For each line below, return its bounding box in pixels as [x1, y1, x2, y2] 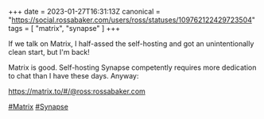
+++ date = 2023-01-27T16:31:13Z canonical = [8, 7, 161, 16]
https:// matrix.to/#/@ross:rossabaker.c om [8, 86, 146, 96]
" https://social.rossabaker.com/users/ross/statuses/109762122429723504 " [8, 15, 256, 25]
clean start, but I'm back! [8, 48, 90, 56]
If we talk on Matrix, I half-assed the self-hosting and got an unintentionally [8, 39, 254, 48]
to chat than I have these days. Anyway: [8, 71, 139, 80]
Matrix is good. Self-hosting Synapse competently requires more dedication [8, 63, 257, 72]
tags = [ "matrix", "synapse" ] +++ [8, 24, 121, 33]
